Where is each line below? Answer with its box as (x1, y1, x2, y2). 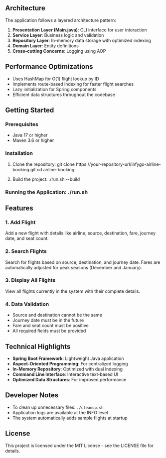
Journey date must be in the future (12, 317, 84, 323)
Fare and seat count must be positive (12, 323, 89, 329)
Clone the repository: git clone (12, 161, 75, 167)
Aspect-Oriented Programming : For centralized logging (12, 360, 128, 366)
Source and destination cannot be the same (12, 312, 102, 318)
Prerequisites (5, 120, 38, 127)
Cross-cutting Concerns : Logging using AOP (12, 48, 106, 54)
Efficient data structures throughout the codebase (12, 92, 116, 98)
